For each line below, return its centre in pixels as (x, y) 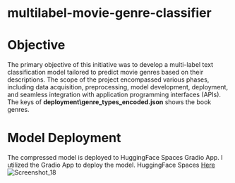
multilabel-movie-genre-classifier (109, 13)
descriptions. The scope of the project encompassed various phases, (108, 80)
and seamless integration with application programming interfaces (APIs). (114, 95)
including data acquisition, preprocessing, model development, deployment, (117, 87)
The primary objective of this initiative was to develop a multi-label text (110, 65)
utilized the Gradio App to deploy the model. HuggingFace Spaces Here (111, 165)
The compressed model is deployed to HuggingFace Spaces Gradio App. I (115, 158)
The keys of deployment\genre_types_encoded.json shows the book (109, 102)
